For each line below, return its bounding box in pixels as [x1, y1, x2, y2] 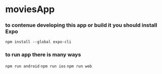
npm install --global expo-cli [5, 40, 72, 45]
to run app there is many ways [5, 51, 81, 58]
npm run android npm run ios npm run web [5, 63, 92, 69]
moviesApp [5, 4, 55, 15]
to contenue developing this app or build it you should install [5, 22, 157, 29]
